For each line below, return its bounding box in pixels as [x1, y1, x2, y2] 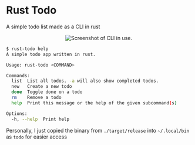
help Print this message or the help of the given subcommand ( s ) [11, 100, 177, 106]
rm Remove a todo [11, 95, 62, 101]
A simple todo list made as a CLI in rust [6, 23, 100, 30]
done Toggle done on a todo [11, 89, 83, 95]
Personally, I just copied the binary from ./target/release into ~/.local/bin [6, 127, 190, 134]
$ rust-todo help [6, 45, 49, 52]
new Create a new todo [11, 84, 72, 90]
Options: [6, 110, 28, 117]
